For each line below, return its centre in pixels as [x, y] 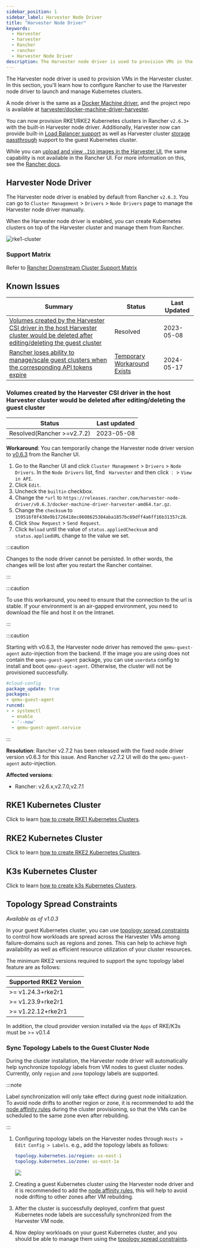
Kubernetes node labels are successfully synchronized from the [93, 1215]
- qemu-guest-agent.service [46, 727]
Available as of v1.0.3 [32, 918]
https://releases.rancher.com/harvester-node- [122, 498]
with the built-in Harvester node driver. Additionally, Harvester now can [93, 127]
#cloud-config [24, 683]
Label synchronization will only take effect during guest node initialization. [97, 1097]
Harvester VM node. [40, 1221]
